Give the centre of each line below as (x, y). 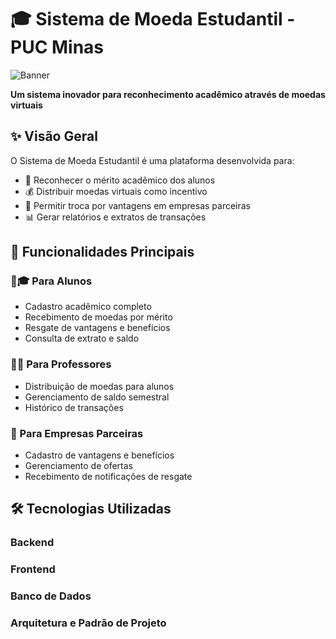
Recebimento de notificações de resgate (108, 477)
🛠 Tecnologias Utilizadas (91, 509)
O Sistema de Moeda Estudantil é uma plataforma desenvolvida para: (152, 160)
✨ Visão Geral (54, 136)
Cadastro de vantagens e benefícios (99, 455)
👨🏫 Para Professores (61, 364)
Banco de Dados (51, 596)
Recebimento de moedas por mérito (98, 317)
